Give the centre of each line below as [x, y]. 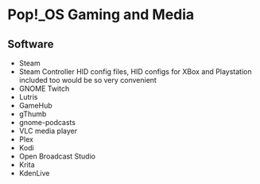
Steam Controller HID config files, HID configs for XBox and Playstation [135, 72]
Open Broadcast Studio [57, 156]
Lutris [28, 97]
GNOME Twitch [44, 88]
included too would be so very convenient [87, 80]
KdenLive [34, 173]
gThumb [33, 114]
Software [31, 44]
